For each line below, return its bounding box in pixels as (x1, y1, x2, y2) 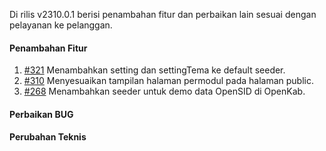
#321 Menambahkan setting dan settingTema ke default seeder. (23, 64, 286, 76)
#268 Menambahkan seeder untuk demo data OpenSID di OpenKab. (23, 85, 306, 98)
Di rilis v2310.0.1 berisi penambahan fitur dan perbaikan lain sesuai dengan (9, 9, 317, 20)
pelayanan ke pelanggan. (9, 19, 113, 31)
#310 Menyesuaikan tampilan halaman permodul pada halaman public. (23, 75, 314, 87)
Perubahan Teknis (9, 131, 87, 143)
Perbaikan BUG (9, 108, 74, 120)
